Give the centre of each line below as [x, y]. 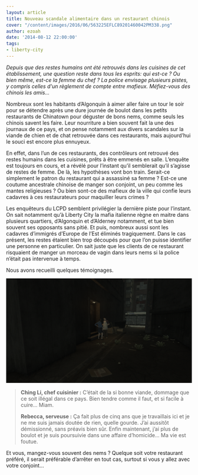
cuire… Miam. [37, 405]
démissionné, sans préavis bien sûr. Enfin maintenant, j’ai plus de [99, 429]
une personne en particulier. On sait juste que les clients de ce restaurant [95, 246]
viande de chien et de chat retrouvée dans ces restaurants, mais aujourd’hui [98, 135]
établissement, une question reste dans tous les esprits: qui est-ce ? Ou [93, 73]
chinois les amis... [28, 92]
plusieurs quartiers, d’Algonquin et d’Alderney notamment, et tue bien [90, 221]
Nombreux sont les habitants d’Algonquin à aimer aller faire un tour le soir [95, 104]
